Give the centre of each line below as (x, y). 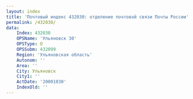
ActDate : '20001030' (41, 82)
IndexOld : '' (32, 87)
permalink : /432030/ (31, 22)
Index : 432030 (34, 33)
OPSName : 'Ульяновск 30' (47, 38)
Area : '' (27, 66)
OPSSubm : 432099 (36, 49)
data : (13, 28)
